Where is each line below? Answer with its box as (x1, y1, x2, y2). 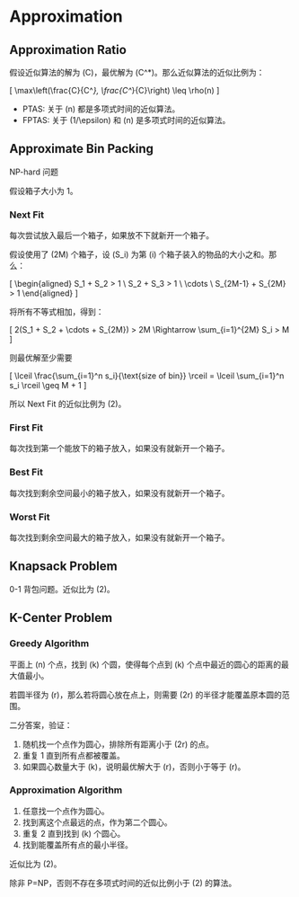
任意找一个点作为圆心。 (22, 805, 110, 816)
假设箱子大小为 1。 (9, 185, 78, 196)
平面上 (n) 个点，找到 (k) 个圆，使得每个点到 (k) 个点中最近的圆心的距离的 (9, 659, 281, 670)
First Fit (9, 422, 43, 434)
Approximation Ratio (9, 42, 128, 58)
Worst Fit (9, 511, 50, 523)
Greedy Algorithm (9, 637, 90, 650)
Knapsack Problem (9, 559, 119, 574)
